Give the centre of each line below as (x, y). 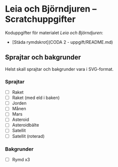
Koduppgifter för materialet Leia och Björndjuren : (54, 33)
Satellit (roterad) (28, 136)
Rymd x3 (21, 159)
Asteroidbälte (25, 125)
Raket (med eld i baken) (36, 98)
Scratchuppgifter (41, 19)
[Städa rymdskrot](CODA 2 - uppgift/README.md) (62, 42)
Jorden (19, 103)
